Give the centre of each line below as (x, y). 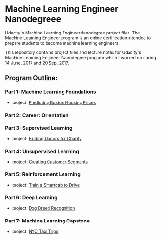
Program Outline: (32, 78)
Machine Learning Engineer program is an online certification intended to (78, 38)
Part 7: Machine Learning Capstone (48, 221)
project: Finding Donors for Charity (47, 138)
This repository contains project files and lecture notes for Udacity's (73, 52)
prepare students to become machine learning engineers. (63, 43)
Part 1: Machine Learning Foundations (50, 92)
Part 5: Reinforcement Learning (43, 174)
